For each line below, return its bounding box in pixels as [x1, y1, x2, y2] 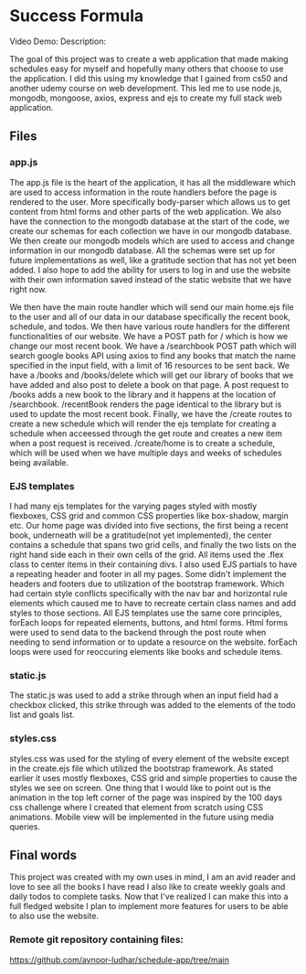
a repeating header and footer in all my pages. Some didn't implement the [9, 568, 287, 579]
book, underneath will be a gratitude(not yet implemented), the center [9, 530, 272, 541]
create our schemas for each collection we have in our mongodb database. [9, 225, 292, 236]
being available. [9, 456, 69, 467]
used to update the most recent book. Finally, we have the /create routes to [9, 408, 292, 419]
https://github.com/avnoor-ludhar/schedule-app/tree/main [9, 954, 230, 965]
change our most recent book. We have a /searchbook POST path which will [9, 340, 297, 351]
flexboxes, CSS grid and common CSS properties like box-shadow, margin [9, 509, 290, 521]
